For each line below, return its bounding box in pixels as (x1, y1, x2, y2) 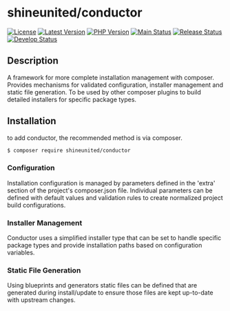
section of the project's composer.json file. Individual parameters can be (7, 186, 213, 194)
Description (7, 55, 59, 67)
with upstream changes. (7, 296, 76, 304)
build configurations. (7, 201, 66, 209)
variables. (7, 248, 35, 257)
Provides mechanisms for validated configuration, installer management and (7, 81, 224, 89)
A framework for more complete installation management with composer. (7, 73, 215, 81)
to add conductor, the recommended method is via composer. (7, 133, 182, 142)
